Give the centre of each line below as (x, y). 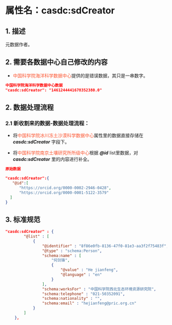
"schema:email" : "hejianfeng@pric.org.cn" (89, 303)
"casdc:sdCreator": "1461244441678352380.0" (54, 90)
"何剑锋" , (61, 260)
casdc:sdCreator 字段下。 (41, 142)
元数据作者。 (19, 44)
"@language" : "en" (81, 275)
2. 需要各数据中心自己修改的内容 (56, 62)
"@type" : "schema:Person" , (72, 251)
